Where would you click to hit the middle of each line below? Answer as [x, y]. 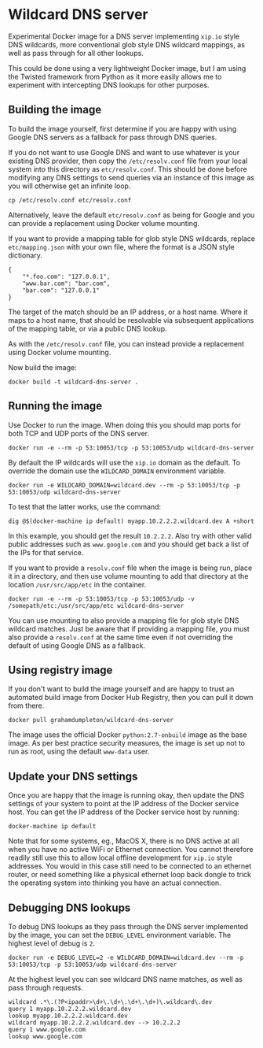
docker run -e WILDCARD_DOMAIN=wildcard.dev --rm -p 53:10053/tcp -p [124, 485]
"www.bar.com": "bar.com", [66, 283]
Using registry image [60, 670]
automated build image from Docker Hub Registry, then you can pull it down [131, 698]
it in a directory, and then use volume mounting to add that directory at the [128, 576]
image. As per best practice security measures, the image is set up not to [127, 743]
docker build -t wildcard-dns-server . [73, 382]
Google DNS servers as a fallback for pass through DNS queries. [113, 137]
